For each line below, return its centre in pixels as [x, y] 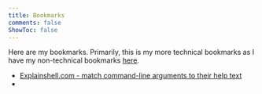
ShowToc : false [33, 30]
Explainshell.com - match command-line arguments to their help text [131, 76]
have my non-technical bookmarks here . [74, 60]
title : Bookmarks [37, 15]
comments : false [35, 23]
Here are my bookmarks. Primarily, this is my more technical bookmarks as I [131, 52]
